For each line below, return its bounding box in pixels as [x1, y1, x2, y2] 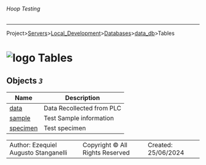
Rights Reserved [82, 148, 130, 157]
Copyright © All [82, 141, 128, 150]
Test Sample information [44, 114, 115, 123]
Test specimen [44, 124, 86, 132]
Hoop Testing [6, 5, 40, 12]
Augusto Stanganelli [9, 148, 67, 157]
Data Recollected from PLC [44, 104, 121, 113]
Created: [148, 141, 173, 150]
